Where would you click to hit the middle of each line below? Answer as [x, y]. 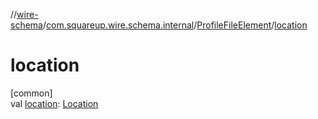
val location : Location [54, 103]
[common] [31, 93]
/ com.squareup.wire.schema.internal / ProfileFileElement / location [175, 25]
